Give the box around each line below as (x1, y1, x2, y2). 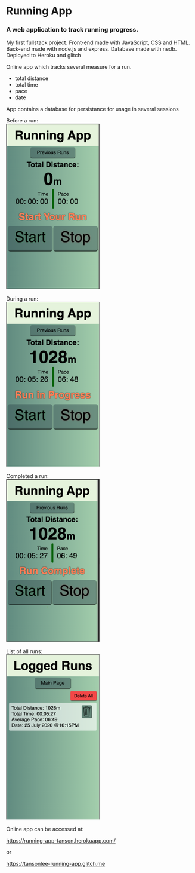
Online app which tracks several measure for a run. (6, 63, 132, 71)
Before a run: (6, 117, 39, 124)
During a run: (6, 295, 39, 302)
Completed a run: (6, 473, 49, 479)
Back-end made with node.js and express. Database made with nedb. (6, 45, 177, 53)
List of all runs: (6, 647, 43, 655)
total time (14, 81, 38, 88)
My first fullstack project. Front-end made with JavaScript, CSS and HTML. (6, 39, 190, 46)
